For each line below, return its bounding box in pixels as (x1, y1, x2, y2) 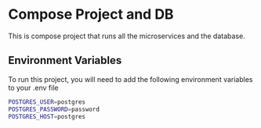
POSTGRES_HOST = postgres (8, 112, 86, 120)
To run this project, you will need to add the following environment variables (8, 74, 253, 84)
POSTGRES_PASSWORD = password (8, 105, 100, 113)
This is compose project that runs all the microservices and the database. (8, 31, 245, 41)
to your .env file (8, 83, 59, 92)
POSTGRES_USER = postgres (8, 98, 86, 106)
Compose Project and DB (8, 5, 174, 23)
